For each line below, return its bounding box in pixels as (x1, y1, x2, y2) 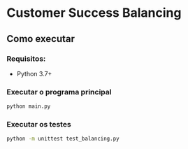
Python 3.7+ (16, 69, 52, 78)
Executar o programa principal (6, 87, 112, 97)
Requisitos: (6, 54, 46, 64)
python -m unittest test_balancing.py (6, 135, 120, 143)
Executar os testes (6, 119, 71, 129)
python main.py (6, 103, 51, 110)
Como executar (6, 33, 75, 45)
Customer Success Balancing (6, 5, 182, 21)
